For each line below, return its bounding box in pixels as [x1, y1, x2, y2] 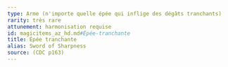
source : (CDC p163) [7, 50, 65, 57]
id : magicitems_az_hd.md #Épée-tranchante [7, 29, 131, 37]
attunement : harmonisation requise [7, 23, 112, 30]
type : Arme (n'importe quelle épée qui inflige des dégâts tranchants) [7, 10, 222, 17]
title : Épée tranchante [7, 36, 77, 43]
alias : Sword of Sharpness [7, 43, 87, 50]
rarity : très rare [7, 17, 61, 24]
